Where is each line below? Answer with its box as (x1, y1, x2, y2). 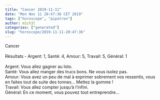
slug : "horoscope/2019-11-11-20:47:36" (5, 30, 86, 34)
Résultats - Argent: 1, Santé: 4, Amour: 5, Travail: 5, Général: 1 (5, 53, 127, 59)
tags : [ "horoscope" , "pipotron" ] (5, 16, 73, 21)
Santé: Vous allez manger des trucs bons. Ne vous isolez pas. (5, 69, 128, 74)
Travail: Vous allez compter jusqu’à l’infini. (5, 84, 88, 90)
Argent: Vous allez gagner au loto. (5, 64, 73, 69)
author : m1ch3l (5, 20, 36, 26)
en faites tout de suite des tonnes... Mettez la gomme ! (5, 79, 114, 85)
